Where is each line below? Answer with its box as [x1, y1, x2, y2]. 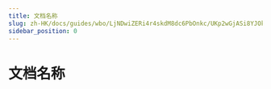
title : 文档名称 [8, 11, 58, 20]
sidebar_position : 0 [8, 27, 78, 35]
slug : [8, 19, 27, 28]
